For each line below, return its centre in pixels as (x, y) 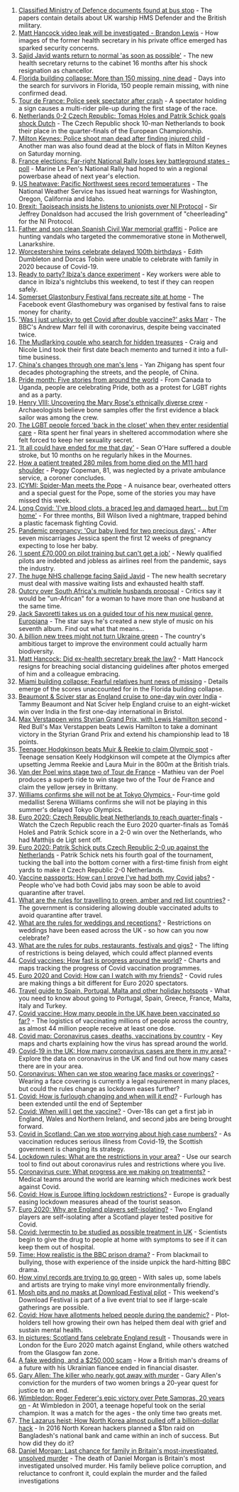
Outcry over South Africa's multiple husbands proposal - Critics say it (120, 591)
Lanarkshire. (37, 244)
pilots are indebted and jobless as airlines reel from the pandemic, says (122, 561)
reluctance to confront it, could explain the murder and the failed (113, 1473)
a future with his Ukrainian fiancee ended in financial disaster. (109, 1368)
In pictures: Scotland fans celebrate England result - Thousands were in (123, 1338)
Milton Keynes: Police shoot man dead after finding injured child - (114, 138)
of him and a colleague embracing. (69, 674)
